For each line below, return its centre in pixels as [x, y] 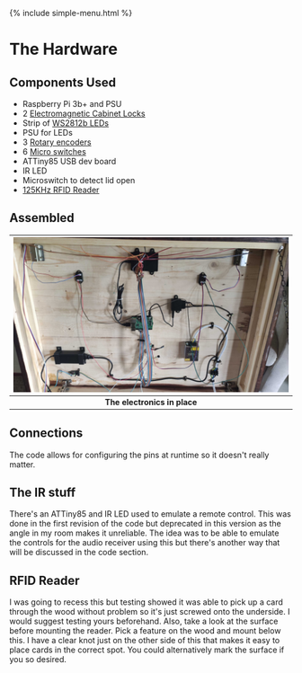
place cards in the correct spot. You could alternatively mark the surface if [147, 650]
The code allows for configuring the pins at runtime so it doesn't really [139, 455]
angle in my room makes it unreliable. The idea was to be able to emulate [144, 533]
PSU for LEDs [48, 133]
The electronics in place [151, 403]
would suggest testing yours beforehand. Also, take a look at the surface [144, 621]
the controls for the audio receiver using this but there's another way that [145, 543]
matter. [22, 464]
